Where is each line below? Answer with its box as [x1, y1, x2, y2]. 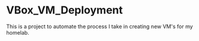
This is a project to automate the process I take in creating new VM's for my [6, 23, 193, 30]
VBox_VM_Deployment [6, 4, 123, 17]
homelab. [6, 29, 29, 36]
